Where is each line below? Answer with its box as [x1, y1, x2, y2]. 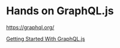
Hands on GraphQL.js [6, 4, 114, 18]
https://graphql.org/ [6, 24, 55, 31]
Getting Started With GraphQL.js [6, 35, 85, 42]
